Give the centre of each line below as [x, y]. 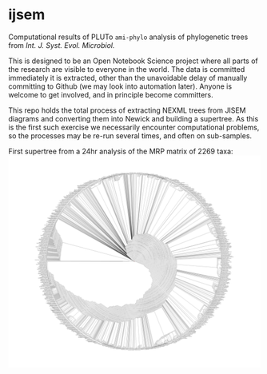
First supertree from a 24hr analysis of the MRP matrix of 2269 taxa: [121, 151]
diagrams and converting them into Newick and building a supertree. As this [133, 118]
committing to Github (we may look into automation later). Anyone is [120, 86]
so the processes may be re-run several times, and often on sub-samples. [130, 135]
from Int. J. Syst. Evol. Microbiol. [62, 45]
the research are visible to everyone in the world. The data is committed [127, 69]
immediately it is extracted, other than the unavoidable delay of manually [128, 78]
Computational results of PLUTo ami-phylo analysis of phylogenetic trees [128, 37]
